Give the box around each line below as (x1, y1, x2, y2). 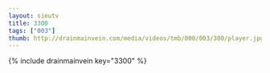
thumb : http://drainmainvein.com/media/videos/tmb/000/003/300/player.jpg (8, 34, 264, 43)
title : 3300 (8, 19, 48, 27)
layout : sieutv (8, 11, 59, 20)
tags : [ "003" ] (8, 26, 56, 34)
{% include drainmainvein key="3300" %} (8, 56, 147, 66)
